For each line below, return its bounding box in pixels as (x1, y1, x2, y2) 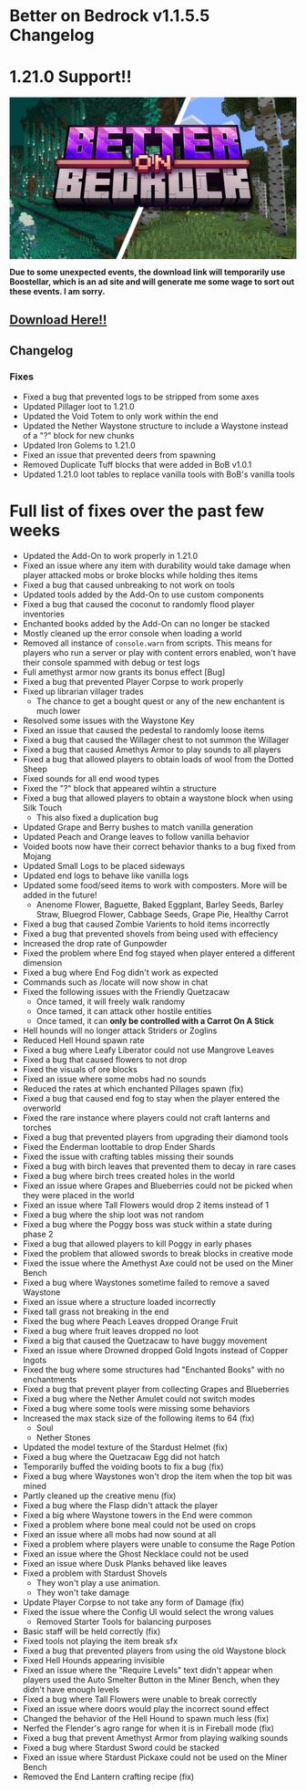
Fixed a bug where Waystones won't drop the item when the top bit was (22, 1470, 293, 1482)
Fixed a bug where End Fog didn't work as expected (22, 967, 219, 978)
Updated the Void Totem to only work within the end (22, 410, 219, 421)
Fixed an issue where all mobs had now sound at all (22, 1528, 217, 1539)
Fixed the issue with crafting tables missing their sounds (22, 1151, 234, 1162)
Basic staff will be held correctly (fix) (22, 1625, 161, 1637)
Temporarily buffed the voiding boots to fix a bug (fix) (22, 1461, 225, 1472)
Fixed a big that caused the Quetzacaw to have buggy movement (22, 1335, 268, 1346)
